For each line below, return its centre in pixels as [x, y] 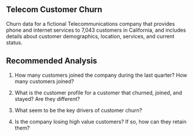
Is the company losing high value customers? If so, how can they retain [100, 121]
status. [14, 42]
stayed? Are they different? [47, 98]
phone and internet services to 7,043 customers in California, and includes [96, 30]
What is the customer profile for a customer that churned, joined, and [98, 93]
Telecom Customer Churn [54, 10]
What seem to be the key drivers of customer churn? [78, 110]
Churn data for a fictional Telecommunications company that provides [90, 23]
